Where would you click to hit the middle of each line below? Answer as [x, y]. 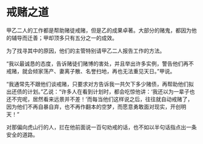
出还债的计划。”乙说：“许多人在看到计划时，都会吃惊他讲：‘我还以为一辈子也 [101, 91]
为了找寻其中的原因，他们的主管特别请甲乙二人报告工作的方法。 [85, 51]
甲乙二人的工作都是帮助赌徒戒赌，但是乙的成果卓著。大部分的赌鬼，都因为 [99, 30]
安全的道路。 [22, 134]
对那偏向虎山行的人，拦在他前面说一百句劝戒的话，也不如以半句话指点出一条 [101, 127]
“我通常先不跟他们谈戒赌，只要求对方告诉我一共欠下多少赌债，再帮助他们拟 [100, 84]
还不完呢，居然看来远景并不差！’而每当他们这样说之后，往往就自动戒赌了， [100, 99]
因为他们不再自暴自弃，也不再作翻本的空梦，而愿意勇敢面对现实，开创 [94, 106]
